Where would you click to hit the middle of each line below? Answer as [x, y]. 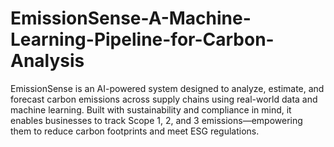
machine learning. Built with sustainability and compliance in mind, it [151, 109]
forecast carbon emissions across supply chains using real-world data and [164, 99]
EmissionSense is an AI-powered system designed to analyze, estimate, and [167, 88]
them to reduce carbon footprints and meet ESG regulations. [135, 131]
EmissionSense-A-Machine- [131, 18]
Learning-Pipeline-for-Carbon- [142, 39]
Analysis [47, 61]
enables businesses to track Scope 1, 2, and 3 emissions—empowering [156, 120]
